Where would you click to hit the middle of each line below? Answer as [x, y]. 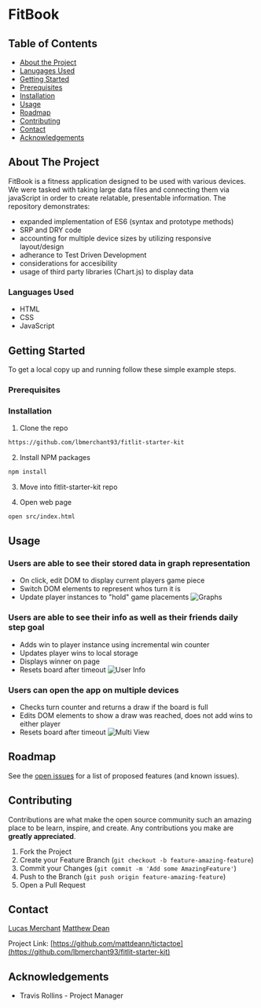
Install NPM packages [55, 458]
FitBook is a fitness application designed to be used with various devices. [127, 181]
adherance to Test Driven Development [83, 255]
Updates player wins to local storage [79, 653]
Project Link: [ [31, 944]
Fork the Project [46, 852]
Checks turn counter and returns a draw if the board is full [114, 707]
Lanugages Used [47, 71]
